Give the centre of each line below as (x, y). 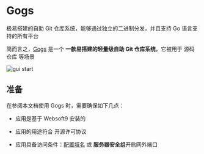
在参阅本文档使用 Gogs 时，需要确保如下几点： (65, 105)
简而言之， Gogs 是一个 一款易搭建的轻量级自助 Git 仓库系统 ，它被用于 (94, 49)
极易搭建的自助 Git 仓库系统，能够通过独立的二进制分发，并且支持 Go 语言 (100, 28)
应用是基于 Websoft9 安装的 (50, 118)
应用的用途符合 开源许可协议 (51, 131)
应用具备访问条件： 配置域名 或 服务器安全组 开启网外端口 (86, 144)
